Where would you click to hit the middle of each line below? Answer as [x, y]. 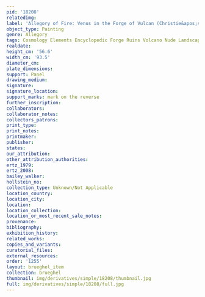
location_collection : [34, 210]
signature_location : [33, 91]
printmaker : [21, 137]
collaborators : [26, 108]
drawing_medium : [27, 80]
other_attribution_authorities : [47, 159]
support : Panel [26, 74]
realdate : [19, 46]
